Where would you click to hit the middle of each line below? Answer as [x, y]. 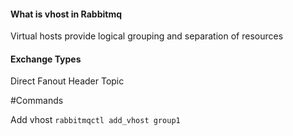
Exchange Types [46, 59]
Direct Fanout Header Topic [67, 81]
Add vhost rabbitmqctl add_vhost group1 [95, 120]
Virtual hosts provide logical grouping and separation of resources [147, 36]
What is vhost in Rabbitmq [66, 14]
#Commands [37, 101]
